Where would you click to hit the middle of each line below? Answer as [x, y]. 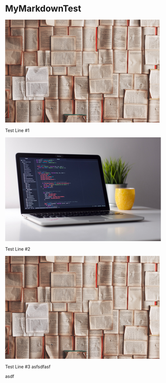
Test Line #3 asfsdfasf [28, 367]
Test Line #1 [17, 130]
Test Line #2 [18, 249]
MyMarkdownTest [43, 9]
